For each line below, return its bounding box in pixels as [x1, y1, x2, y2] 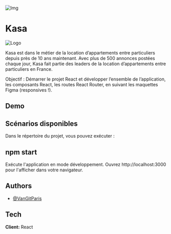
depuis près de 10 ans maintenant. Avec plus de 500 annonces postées [5, 55, 155, 61]
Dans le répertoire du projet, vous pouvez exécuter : [5, 133, 115, 139]
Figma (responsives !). [5, 87, 53, 93]
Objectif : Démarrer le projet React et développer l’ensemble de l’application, [5, 76, 166, 82]
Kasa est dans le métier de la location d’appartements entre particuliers [5, 49, 156, 56]
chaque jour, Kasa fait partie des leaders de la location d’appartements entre [5, 61, 166, 67]
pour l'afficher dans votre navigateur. [5, 167, 83, 173]
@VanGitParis [12, 195, 42, 201]
